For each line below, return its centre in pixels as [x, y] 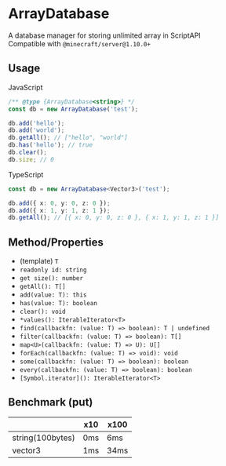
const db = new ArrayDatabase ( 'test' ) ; [73, 109]
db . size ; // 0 [31, 159]
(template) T [39, 261]
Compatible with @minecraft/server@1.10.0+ [80, 43]
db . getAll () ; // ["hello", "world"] [68, 138]
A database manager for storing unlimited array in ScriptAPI [105, 35]
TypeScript [26, 174]
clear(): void [42, 312]
